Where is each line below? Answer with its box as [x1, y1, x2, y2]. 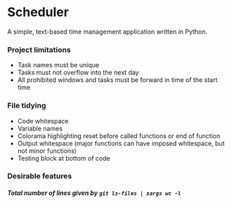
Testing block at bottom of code [17, 154, 110, 162]
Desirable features [7, 171, 72, 181]
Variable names [17, 124, 63, 132]
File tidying [7, 101, 46, 111]
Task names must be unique [17, 61, 100, 69]
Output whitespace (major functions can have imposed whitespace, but [17, 139, 225, 147]
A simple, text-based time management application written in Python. [7, 27, 208, 36]
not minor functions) [17, 147, 77, 155]
